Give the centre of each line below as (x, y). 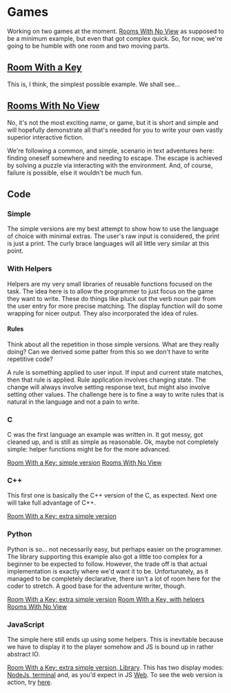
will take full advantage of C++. (52, 503)
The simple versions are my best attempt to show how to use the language (113, 229)
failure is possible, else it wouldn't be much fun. (75, 173)
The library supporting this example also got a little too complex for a (105, 556)
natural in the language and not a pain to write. (73, 402)
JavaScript (26, 624)
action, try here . (30, 682)
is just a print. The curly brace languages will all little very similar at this (108, 244)
